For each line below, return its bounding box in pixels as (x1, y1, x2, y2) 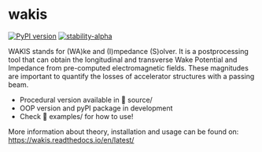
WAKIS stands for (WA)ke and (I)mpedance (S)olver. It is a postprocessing (8, 46, 249, 56)
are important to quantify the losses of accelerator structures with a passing (8, 71, 255, 81)
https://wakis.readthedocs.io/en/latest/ (8, 135, 135, 144)
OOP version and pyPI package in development (19, 103, 173, 113)
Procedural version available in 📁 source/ (19, 95, 153, 104)
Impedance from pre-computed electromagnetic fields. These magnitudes (8, 63, 249, 72)
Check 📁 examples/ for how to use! (19, 111, 134, 121)
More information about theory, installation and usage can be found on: (8, 127, 239, 136)
